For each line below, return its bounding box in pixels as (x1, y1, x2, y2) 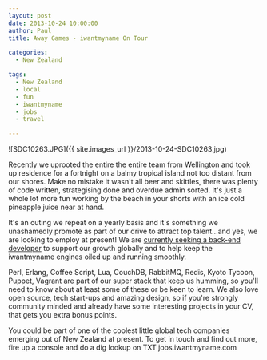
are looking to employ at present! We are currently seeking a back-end (8, 235, 241, 245)
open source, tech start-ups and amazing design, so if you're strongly (8, 293, 239, 303)
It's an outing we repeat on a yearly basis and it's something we (8, 218, 218, 228)
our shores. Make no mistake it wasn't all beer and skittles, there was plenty (8, 177, 258, 187)
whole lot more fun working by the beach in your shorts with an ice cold (8, 194, 245, 204)
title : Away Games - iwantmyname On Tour (8, 34, 149, 42)
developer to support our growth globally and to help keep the (8, 244, 213, 253)
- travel (15, 115, 45, 123)
